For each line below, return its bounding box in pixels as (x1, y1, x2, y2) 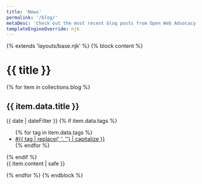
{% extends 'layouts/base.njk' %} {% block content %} (6, 42, 143, 50)
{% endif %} (6, 154, 37, 160)
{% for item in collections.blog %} (6, 84, 91, 91)
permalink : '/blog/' (6, 15, 59, 21)
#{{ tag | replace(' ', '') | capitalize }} (15, 136, 105, 142)
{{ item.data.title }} (6, 101, 80, 111)
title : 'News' (6, 8, 42, 15)
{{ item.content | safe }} (6, 160, 65, 167)
